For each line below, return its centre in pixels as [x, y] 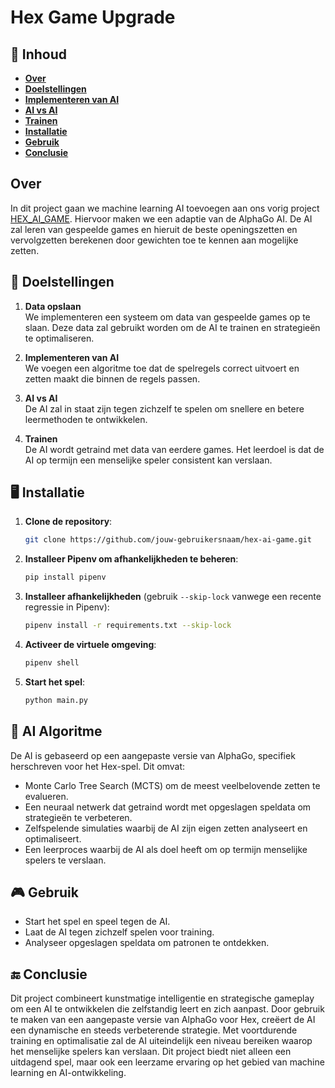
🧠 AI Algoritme [56, 731]
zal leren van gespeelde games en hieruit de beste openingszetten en [154, 229]
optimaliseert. [53, 838]
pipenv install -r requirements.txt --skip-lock [128, 626]
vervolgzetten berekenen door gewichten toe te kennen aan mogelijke [154, 240]
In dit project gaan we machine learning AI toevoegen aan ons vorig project [165, 208]
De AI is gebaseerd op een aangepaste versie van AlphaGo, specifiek [153, 755]
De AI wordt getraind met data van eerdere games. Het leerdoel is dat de [174, 449]
